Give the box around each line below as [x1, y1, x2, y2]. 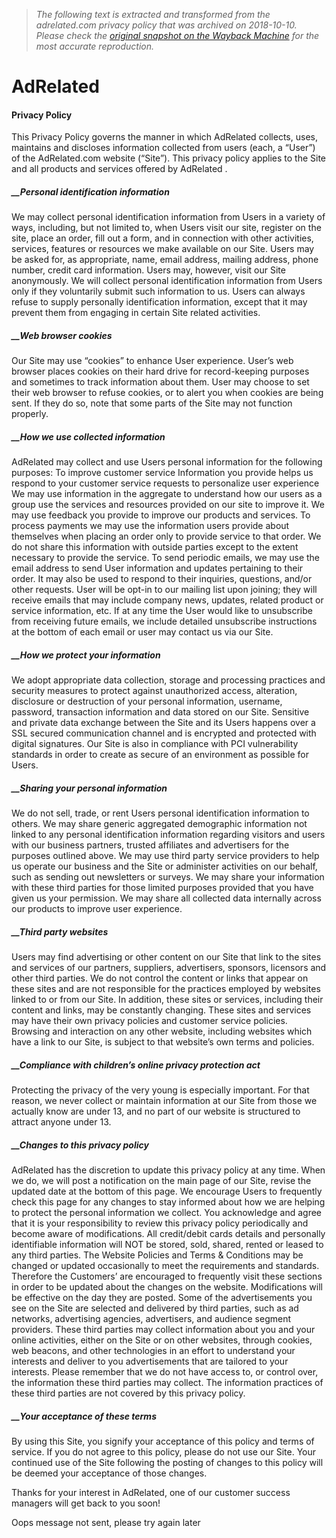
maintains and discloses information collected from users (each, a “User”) [11, 142, 316, 154]
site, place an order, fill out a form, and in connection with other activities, [11, 232, 314, 244]
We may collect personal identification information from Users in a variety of [11, 211, 326, 223]
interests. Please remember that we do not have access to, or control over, [11, 1366, 319, 1378]
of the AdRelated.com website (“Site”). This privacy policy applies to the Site [11, 152, 327, 164]
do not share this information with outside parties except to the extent [11, 541, 299, 553]
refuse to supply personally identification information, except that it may [11, 296, 308, 308]
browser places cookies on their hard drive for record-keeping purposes [11, 365, 310, 378]
